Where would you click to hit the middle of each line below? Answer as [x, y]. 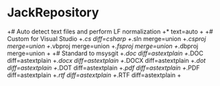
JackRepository [53, 13]
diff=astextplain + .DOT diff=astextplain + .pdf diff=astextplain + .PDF [103, 68]
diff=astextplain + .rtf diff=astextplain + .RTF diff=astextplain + [94, 75]
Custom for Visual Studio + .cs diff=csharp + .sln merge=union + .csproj [107, 38]
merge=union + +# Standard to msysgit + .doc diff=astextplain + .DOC [105, 53]
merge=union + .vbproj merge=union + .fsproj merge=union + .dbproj [103, 46]
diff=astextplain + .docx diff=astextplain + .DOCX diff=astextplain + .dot [107, 60]
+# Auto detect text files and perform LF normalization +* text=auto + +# [110, 31]
